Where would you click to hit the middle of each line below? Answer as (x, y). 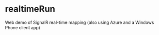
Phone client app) (23, 27)
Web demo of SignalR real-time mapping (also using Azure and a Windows (79, 22)
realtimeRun (30, 9)
